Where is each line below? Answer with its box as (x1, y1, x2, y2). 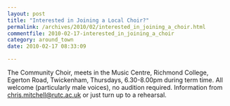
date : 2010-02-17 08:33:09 (7, 43, 87, 50)
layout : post (7, 10, 46, 18)
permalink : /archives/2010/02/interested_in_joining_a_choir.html (7, 23, 206, 30)
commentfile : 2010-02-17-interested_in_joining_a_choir (7, 29, 174, 37)
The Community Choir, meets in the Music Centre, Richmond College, (7, 68, 209, 77)
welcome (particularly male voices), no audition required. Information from (7, 84, 223, 91)
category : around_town (7, 37, 74, 44)
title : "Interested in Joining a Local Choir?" (7, 17, 150, 24)
